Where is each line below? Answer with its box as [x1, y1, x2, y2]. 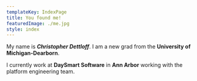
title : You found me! [6, 15, 62, 21]
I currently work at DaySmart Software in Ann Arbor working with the [6, 61, 183, 69]
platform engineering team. [6, 68, 75, 75]
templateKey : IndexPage [6, 9, 67, 15]
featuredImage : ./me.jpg [6, 20, 70, 26]
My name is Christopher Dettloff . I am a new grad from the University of [6, 43, 191, 50]
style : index [6, 26, 40, 33]
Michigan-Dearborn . [6, 50, 60, 57]
